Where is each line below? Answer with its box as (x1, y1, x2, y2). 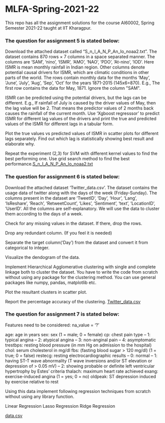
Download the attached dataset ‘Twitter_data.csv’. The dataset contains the (5, 184, 158, 190)
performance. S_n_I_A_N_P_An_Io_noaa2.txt (5, 161, 93, 167)
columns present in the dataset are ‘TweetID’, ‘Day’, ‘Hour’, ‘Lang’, (5, 195, 137, 201)
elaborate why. (5, 141, 35, 147)
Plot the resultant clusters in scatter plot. (5, 289, 87, 295)
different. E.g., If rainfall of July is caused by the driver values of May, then (5, 100, 156, 106)
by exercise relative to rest (5, 379, 59, 385)
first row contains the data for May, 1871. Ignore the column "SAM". (5, 85, 141, 91)
